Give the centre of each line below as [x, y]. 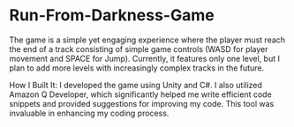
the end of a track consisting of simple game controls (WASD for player [139, 49]
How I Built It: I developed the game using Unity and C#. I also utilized [136, 85]
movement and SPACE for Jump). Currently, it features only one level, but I [145, 58]
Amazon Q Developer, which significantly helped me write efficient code [140, 94]
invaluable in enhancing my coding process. [89, 113]
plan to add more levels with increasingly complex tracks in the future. [137, 68]
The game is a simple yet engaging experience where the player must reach [147, 40]
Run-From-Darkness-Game [112, 15]
